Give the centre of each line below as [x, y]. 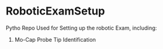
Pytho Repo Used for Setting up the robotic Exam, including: [81, 28]
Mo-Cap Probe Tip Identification [55, 39]
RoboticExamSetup [55, 11]
